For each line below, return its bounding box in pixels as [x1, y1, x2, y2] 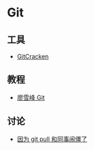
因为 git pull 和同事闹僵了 [16, 135, 87, 143]
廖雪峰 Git [16, 93, 46, 101]
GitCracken [16, 53, 49, 60]
